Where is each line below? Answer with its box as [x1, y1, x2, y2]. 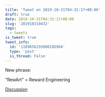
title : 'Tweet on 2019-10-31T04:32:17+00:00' [5, 7, 101, 12]
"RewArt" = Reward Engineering [5, 77, 70, 83]
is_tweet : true [5, 35, 37, 40]
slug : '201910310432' [5, 21, 50, 26]
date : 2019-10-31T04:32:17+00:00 [5, 16, 74, 21]
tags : [5, 26, 16, 31]
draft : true [5, 12, 30, 17]
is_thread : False [9, 53, 46, 59]
